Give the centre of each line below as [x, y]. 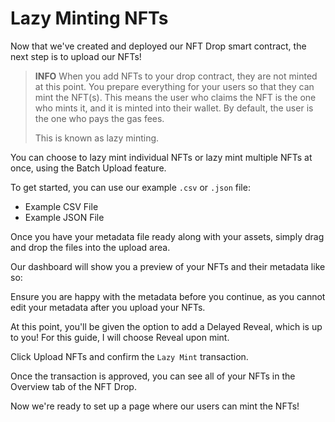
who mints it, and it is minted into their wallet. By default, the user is [174, 108]
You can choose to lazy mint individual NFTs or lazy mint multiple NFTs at [161, 157]
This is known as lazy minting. [97, 138]
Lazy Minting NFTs [89, 18]
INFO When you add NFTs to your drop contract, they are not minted [176, 76]
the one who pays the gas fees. [99, 118]
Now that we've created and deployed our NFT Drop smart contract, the [158, 46]
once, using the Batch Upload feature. [88, 168]
